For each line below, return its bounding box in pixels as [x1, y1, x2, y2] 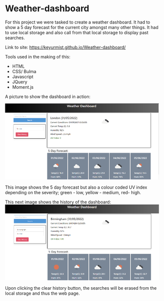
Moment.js [12, 84, 34, 90]
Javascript [12, 74, 34, 79]
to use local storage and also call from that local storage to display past [5, 29, 149, 35]
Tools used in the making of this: [5, 53, 71, 59]
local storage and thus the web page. [5, 290, 80, 297]
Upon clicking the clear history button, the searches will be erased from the [5, 285, 157, 291]
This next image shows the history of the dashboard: [5, 199, 111, 205]
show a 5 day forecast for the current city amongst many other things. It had [5, 24, 159, 30]
